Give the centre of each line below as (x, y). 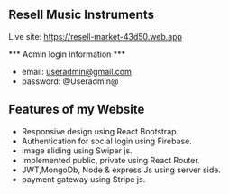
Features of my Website (77, 110)
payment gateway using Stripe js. (83, 179)
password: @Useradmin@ (70, 81)
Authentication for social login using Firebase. (107, 141)
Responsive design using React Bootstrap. (100, 131)
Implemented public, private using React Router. (110, 160)
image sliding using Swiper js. (77, 150)
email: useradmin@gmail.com (77, 71)
